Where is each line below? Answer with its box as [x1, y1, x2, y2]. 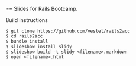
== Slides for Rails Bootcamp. [5, 5, 78, 12]
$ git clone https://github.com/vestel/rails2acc [5, 28, 131, 34]
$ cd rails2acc [5, 33, 43, 39]
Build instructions [5, 17, 48, 23]
